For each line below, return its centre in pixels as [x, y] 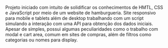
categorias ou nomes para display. [42, 40]
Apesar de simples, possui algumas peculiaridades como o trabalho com [82, 29]
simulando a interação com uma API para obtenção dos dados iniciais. [79, 23]
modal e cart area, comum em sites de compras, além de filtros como [78, 34]
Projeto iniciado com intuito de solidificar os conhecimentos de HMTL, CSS [84, 7]
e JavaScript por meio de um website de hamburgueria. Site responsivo [81, 13]
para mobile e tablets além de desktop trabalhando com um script [75, 18]
